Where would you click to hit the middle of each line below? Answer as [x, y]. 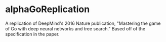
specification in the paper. [32, 34]
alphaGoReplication [48, 9]
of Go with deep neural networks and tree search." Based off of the [75, 28]
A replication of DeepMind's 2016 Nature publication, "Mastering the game [83, 23]
